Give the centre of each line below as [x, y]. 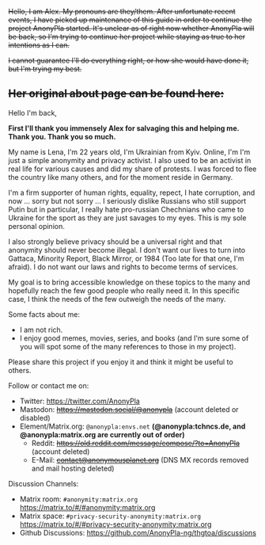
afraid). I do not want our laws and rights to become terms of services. [123, 267]
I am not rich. [41, 330]
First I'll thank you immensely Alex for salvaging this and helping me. [124, 128]
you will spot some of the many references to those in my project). [128, 346]
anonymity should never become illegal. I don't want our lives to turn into [127, 250]
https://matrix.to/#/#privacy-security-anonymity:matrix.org [115, 524]
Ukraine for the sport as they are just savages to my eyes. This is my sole [127, 218]
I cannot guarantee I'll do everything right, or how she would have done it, [129, 60]
